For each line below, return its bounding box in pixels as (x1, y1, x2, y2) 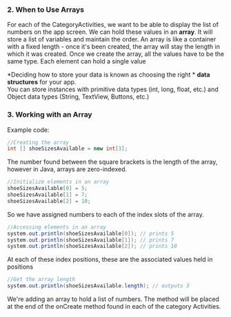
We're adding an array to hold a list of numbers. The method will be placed (7, 295, 219, 303)
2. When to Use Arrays (7, 5, 85, 15)
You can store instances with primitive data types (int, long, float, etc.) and (7, 85, 219, 94)
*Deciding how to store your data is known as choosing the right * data (7, 70, 210, 79)
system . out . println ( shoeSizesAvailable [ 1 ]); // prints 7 (7, 236, 174, 243)
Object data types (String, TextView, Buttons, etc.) (7, 93, 150, 101)
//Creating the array (7, 139, 70, 146)
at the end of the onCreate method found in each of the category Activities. (7, 302, 221, 311)
